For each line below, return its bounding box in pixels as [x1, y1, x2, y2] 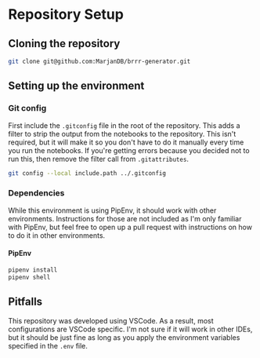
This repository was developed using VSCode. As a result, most [8, 316, 214, 325]
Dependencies [8, 188, 65, 199]
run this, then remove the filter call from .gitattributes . [8, 154, 190, 163]
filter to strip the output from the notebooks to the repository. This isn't [8, 129, 237, 138]
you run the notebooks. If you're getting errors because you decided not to [8, 145, 250, 155]
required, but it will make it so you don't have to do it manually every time [8, 137, 244, 147]
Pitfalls [8, 295, 43, 309]
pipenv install [8, 265, 58, 274]
